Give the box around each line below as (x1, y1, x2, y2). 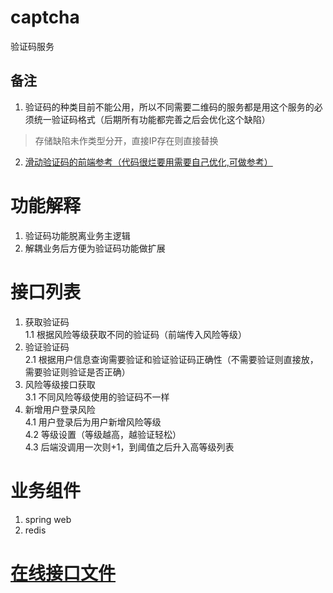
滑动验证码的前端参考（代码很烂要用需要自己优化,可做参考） (24, 156, 273, 168)
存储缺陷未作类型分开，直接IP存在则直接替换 (34, 134, 219, 146)
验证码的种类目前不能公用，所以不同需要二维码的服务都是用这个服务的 (24, 101, 315, 113)
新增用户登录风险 (24, 403, 96, 415)
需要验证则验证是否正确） (24, 366, 131, 378)
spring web (24, 513, 72, 525)
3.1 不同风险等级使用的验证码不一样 (24, 391, 170, 403)
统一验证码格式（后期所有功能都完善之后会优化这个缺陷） (33, 113, 271, 125)
